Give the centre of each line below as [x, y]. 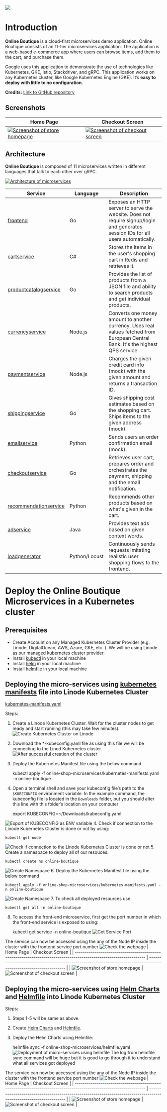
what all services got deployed [44, 1063]
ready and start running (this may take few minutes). [66, 728]
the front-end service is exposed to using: [55, 922]
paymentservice [27, 374]
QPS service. [124, 350]
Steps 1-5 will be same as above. [46, 1018]
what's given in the [131, 509]
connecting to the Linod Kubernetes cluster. [57, 749]
